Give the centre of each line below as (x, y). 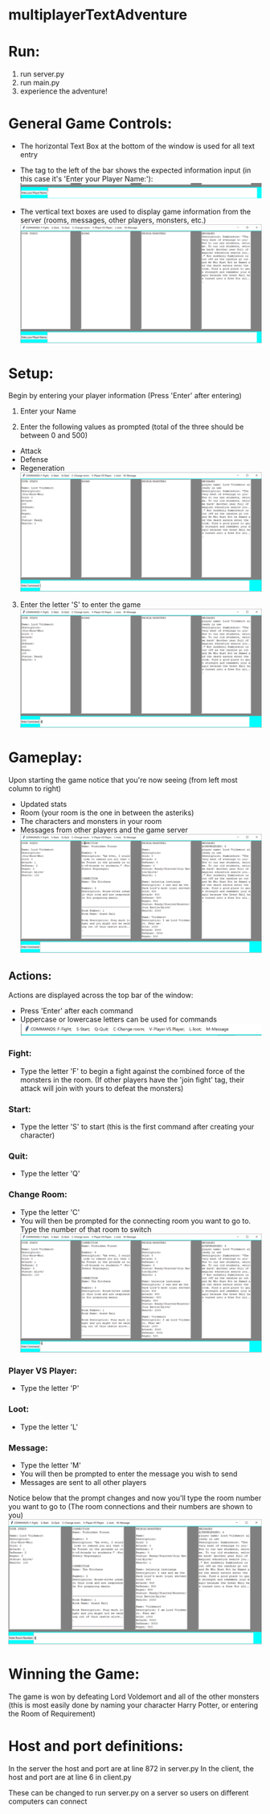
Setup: (31, 373)
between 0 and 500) (54, 435)
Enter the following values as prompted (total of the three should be (132, 427)
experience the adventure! (63, 91)
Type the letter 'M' (51, 1465)
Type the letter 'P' (49, 1388)
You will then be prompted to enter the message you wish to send (129, 1474)
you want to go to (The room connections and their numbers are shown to (131, 1506)
